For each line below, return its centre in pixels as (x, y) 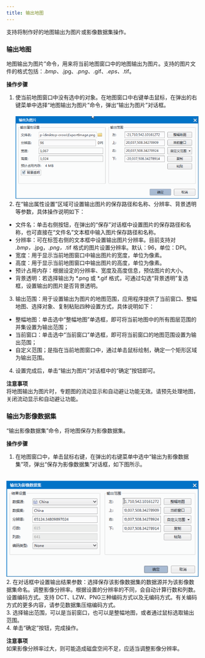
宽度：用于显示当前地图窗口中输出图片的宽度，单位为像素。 (90, 255)
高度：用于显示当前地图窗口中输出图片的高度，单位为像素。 (90, 263)
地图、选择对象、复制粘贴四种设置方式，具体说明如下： (85, 306)
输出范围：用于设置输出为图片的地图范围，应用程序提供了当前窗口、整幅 (106, 299)
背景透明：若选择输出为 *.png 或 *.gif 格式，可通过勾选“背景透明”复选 (102, 278)
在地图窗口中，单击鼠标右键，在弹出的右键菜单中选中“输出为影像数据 (102, 457)
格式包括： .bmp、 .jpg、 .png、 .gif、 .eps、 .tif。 (76, 71)
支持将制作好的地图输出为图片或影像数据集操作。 (68, 32)
